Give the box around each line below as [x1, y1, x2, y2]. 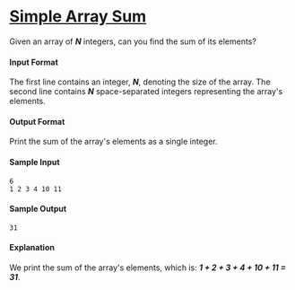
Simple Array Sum [9, 6, 147, 27]
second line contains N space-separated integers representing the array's [9, 86, 283, 97]
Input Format [9, 57, 58, 67]
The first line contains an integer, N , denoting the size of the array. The [9, 76, 271, 87]
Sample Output [9, 204, 67, 215]
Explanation [9, 242, 56, 253]
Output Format [9, 116, 65, 127]
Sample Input [9, 156, 60, 167]
